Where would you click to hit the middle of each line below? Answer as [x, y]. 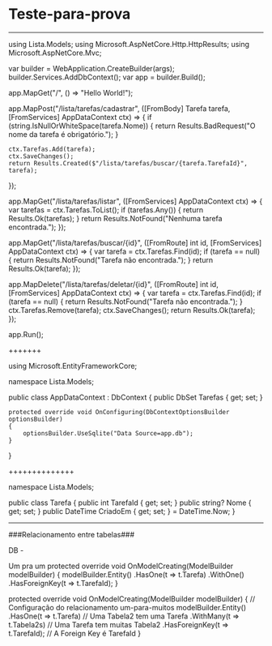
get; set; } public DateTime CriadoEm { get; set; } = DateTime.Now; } [122, 511]
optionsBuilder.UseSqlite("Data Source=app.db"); [108, 433]
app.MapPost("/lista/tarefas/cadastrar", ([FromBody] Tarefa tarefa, [119, 108]
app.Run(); [26, 334]
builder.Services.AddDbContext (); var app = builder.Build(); [107, 77]
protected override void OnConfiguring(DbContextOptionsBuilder [119, 412]
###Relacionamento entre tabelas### [72, 534]
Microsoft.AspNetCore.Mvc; [55, 53]
